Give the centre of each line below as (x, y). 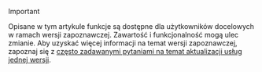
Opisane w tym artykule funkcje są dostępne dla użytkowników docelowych (131, 26)
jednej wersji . (30, 59)
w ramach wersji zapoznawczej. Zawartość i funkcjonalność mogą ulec (124, 35)
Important (24, 11)
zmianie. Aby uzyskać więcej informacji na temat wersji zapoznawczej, (123, 43)
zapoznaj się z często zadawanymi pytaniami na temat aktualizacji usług (125, 51)
